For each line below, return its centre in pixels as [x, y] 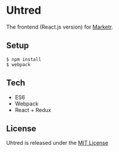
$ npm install [24, 59]
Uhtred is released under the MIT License [57, 143]
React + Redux [33, 110]
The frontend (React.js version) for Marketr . [60, 27]
